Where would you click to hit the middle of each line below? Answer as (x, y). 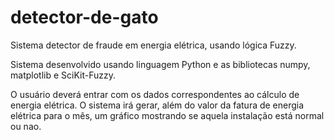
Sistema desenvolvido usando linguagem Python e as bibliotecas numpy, (160, 64)
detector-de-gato (84, 17)
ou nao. (26, 126)
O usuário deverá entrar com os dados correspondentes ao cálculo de (155, 94)
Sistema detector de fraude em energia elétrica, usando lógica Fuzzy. (153, 45)
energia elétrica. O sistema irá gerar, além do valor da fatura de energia (157, 105)
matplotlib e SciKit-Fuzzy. (63, 75)
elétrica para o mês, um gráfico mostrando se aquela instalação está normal (167, 115)
